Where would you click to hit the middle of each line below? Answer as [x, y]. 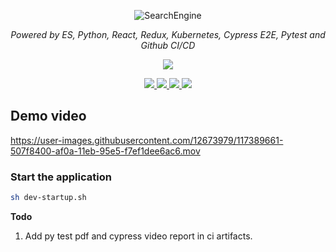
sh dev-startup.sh [48, 198]
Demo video [48, 116]
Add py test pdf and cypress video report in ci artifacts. [138, 236]
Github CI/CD [168, 45]
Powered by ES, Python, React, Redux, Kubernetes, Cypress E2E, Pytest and [168, 34]
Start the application [61, 177]
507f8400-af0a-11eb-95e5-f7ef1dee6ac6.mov [105, 151]
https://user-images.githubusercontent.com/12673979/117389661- [147, 140]
